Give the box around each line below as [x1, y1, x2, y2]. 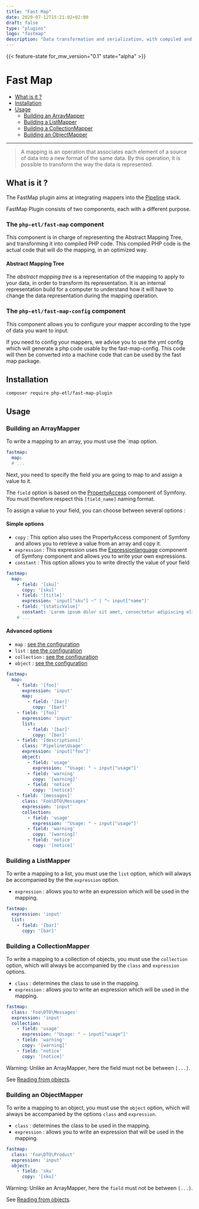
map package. [6, 357, 41, 365]
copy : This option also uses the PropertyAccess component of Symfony [14, 533, 191, 541]
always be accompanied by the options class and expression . [6, 1110, 157, 1117]
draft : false [6, 20, 38, 26]
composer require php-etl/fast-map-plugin [6, 390, 113, 396]
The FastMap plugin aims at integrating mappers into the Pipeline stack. [6, 194, 181, 201]
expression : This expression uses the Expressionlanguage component [14, 546, 188, 553]
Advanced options [6, 627, 53, 635]
